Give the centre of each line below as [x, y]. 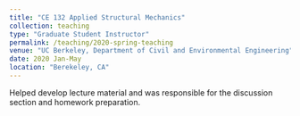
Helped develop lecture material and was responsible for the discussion [141, 92]
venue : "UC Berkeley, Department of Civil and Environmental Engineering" [151, 51]
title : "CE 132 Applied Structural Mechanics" [97, 17]
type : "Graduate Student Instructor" [79, 34]
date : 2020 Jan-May [46, 59]
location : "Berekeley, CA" [59, 68]
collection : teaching [50, 26]
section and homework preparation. [75, 102]
